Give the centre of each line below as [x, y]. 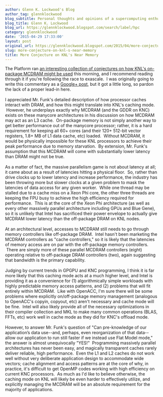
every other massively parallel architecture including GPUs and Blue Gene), [80, 208]
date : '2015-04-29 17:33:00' [34, 37]
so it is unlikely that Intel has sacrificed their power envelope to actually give [81, 214]
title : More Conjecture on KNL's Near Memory [52, 55]
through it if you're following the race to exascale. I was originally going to [80, 79]
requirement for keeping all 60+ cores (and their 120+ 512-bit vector [73, 131]
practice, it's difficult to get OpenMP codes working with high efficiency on [80, 369]
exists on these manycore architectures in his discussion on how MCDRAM [80, 115]
